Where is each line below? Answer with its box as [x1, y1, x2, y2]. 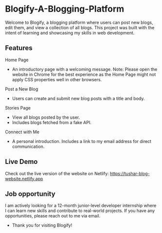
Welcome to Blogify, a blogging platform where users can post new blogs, [5, 19, 153, 25]
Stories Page [5, 105, 31, 110]
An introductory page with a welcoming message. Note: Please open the [12, 66, 158, 72]
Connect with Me [5, 129, 40, 135]
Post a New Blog [5, 86, 38, 92]
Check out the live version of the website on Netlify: [5, 170, 109, 176]
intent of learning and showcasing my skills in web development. [5, 30, 135, 36]
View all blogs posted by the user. [12, 114, 80, 120]
